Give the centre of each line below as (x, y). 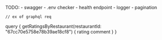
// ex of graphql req (28, 17)
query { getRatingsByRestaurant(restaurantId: (53, 26)
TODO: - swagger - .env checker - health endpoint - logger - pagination (81, 7)
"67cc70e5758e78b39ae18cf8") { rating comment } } (61, 32)
